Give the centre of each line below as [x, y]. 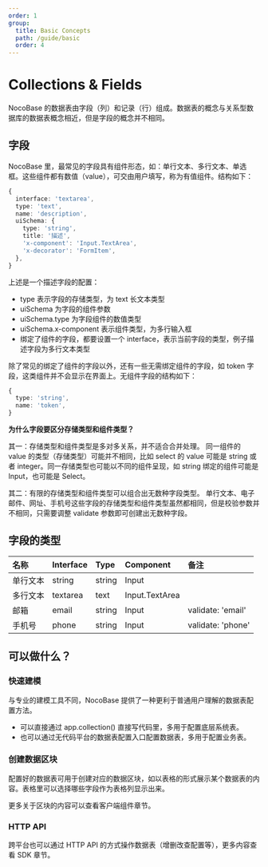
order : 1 [23, 16]
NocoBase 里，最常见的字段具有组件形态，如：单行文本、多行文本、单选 [128, 166]
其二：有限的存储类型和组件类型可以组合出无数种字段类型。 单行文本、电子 [132, 493]
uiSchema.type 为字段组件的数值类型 [81, 319]
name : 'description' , [51, 214]
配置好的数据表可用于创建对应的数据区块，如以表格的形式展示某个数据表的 [130, 778]
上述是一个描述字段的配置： [54, 282]
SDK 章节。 [36, 855]
